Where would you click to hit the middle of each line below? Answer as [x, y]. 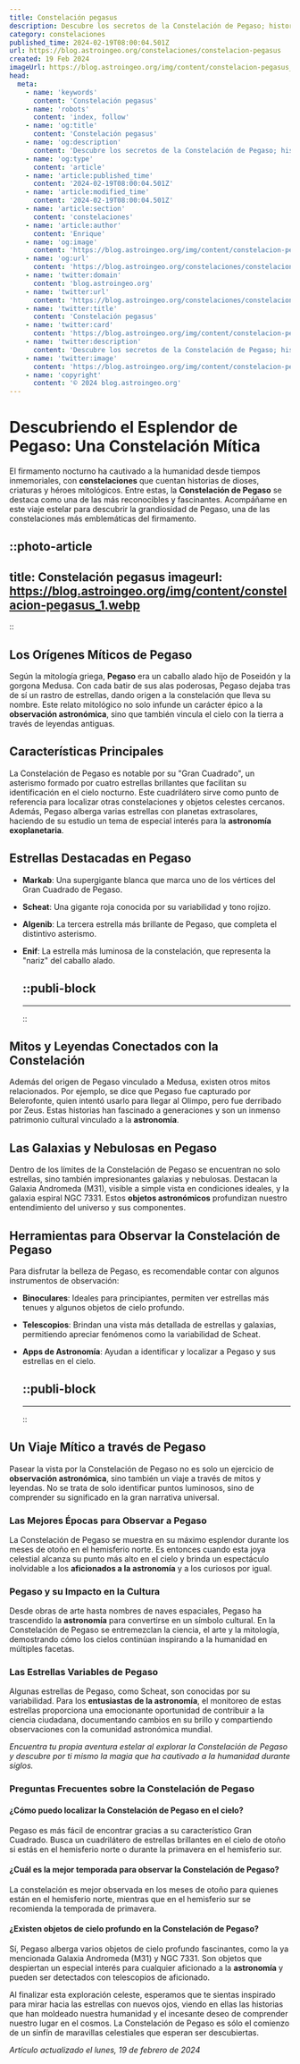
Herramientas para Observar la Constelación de [145, 1236]
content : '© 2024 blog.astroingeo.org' [107, 383]
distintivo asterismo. [59, 933]
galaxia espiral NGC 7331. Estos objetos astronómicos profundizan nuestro [148, 1198]
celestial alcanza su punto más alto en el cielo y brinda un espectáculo [139, 1559]
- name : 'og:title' [62, 126]
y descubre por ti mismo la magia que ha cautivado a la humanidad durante [150, 1757]
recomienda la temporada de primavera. [83, 1908]
